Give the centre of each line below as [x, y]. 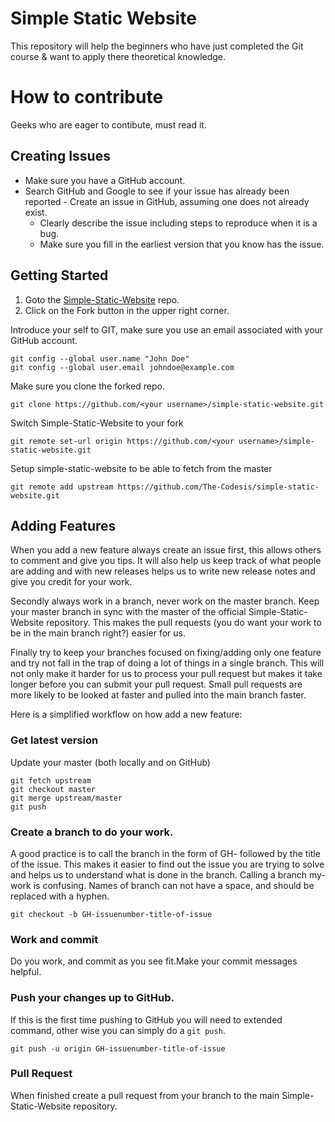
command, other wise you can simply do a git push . [118, 1030]
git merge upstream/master [66, 798]
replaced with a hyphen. [60, 896]
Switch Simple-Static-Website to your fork [97, 423]
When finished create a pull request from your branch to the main [145, 1095]
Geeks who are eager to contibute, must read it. [108, 124]
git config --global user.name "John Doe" [100, 358]
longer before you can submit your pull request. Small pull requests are [156, 684]
